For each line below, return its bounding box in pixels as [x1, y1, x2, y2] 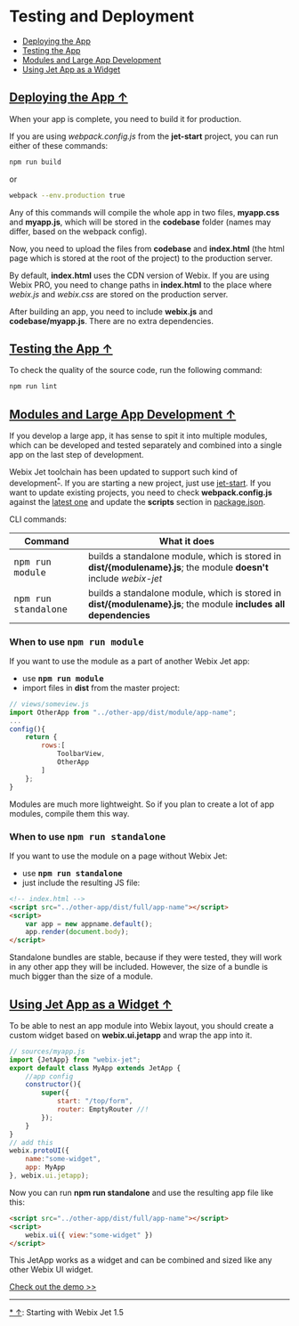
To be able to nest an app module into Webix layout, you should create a [9, 1020, 274, 1030]
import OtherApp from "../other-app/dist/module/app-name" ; [9, 708, 238, 717]
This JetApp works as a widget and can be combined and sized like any [9, 1255, 273, 1265]
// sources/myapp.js [9, 1046, 86, 1056]
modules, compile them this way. [9, 808, 130, 818]
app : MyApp [25, 1163, 66, 1172]
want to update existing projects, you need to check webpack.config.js [9, 487, 273, 498]
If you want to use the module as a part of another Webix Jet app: [9, 655, 251, 666]
